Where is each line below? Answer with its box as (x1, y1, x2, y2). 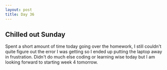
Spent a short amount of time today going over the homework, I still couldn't (5, 43, 162, 50)
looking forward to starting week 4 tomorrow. (5, 59, 98, 65)
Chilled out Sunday (5, 30, 66, 39)
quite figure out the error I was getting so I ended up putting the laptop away (5, 49, 163, 55)
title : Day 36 (5, 12, 35, 17)
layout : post (5, 7, 32, 12)
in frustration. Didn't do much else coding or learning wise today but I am (5, 54, 156, 60)
